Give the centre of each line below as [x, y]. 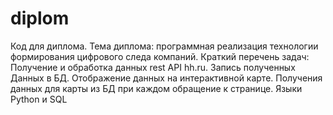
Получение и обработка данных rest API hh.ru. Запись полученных [153, 67]
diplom [40, 18]
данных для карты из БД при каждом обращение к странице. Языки [156, 88]
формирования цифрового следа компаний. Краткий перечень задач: [160, 56]
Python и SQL [39, 99]
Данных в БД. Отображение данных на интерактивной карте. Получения [166, 78]
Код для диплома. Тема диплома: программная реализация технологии [164, 46]
